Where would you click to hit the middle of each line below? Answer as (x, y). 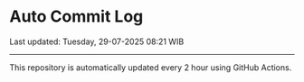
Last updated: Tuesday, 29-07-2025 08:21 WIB (97, 41)
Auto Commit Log (76, 17)
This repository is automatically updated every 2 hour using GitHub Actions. (151, 67)
